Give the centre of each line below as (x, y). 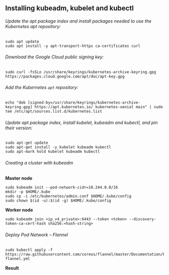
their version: (19, 128)
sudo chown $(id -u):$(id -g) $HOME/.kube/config (58, 201)
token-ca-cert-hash (26, 224)
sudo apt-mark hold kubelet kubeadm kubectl (53, 152)
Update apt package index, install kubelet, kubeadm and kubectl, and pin (81, 122)
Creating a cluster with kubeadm (39, 162)
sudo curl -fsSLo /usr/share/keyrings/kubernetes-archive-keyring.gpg (81, 72)
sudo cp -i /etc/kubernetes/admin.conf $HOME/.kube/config (68, 196)
